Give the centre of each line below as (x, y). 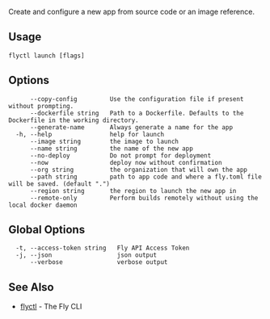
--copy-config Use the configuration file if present (137, 99)
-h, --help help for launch (90, 134)
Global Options (47, 230)
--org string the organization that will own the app (139, 170)
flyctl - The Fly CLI (51, 307)
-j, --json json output (86, 255)
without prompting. (41, 106)
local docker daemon (43, 205)
